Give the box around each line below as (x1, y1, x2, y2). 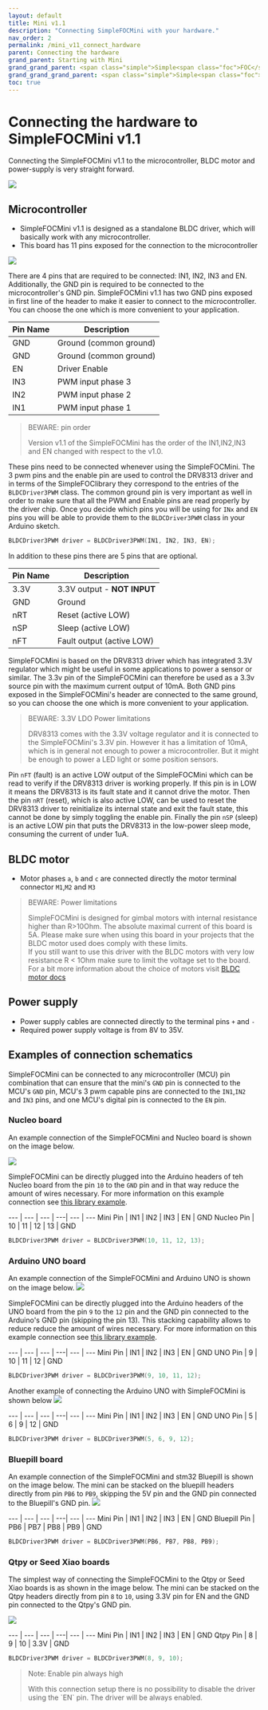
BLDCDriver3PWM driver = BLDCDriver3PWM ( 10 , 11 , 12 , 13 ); (8, 1236, 205, 1244)
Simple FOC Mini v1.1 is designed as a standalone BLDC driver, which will (19, 224, 255, 234)
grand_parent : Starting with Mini (8, 57, 124, 65)
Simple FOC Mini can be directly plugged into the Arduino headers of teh (8, 1172, 243, 1181)
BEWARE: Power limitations (27, 897, 117, 907)
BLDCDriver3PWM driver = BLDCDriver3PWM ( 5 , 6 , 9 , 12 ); (8, 1435, 195, 1443)
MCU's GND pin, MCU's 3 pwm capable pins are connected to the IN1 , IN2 (8, 1086, 246, 1096)
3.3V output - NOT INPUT (57, 584, 156, 595)
